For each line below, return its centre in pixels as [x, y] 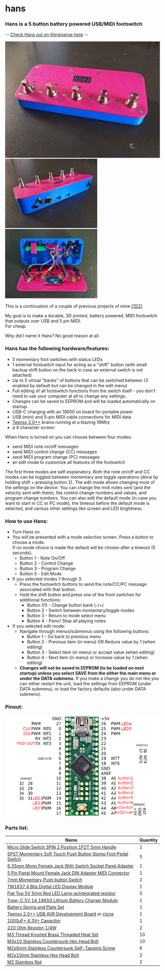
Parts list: [17, 828]
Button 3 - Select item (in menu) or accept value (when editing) [91, 652]
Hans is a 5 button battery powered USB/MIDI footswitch [74, 24]
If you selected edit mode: [39, 626]
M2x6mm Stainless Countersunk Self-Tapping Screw [61, 948]
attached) [22, 375]
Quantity [149, 840]
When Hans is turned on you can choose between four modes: [69, 437]
